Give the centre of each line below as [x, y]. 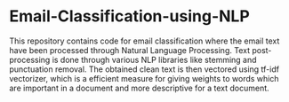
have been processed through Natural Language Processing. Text [130, 50]
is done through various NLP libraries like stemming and [154, 59]
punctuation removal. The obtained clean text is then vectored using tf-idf [144, 69]
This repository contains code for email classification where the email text [144, 41]
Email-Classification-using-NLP [130, 16]
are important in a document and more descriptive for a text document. [139, 88]
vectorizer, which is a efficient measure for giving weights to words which [144, 78]
